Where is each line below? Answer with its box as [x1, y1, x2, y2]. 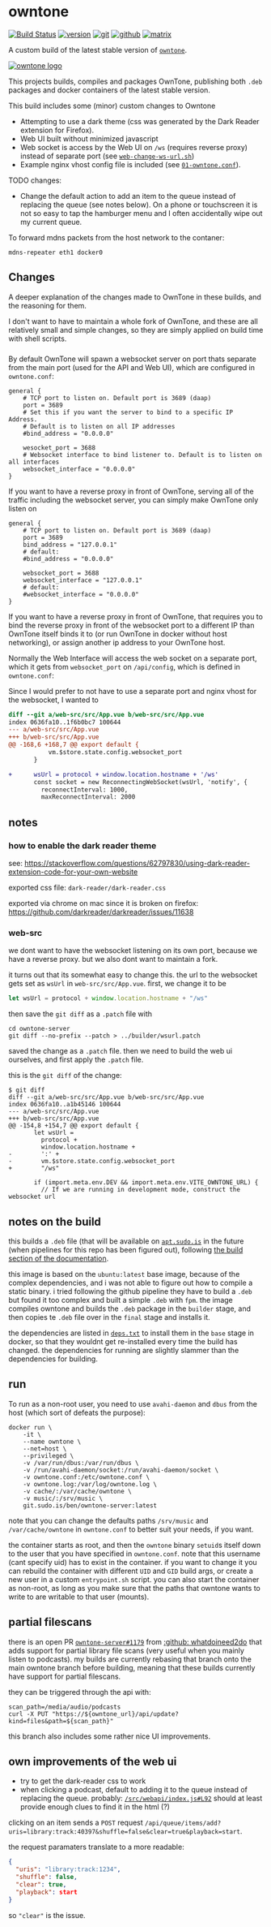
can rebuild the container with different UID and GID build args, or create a [8, 1566, 253, 1576]
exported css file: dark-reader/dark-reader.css [8, 882, 167, 892]
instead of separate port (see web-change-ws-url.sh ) [19, 151, 195, 161]
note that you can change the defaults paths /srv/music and [8, 1515, 209, 1525]
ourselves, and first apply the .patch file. [8, 1054, 144, 1065]
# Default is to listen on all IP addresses [23, 422, 176, 430]
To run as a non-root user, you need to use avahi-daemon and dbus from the [8, 1399, 257, 1408]
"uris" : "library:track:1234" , [15, 1865, 121, 1873]
